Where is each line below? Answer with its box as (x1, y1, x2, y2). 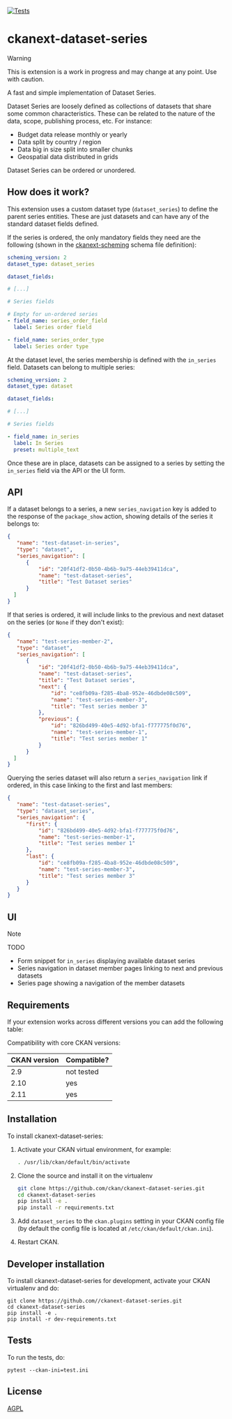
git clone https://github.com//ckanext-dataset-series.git (7, 1297, 183, 1304)
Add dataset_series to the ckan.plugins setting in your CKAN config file (17, 1217, 224, 1225)
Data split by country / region (17, 137, 102, 146)
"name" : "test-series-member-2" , (16, 638, 114, 645)
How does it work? (7, 186, 90, 198)
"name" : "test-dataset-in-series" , (16, 540, 120, 547)
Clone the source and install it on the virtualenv (17, 1171, 153, 1180)
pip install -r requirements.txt (17, 1204, 115, 1211)
